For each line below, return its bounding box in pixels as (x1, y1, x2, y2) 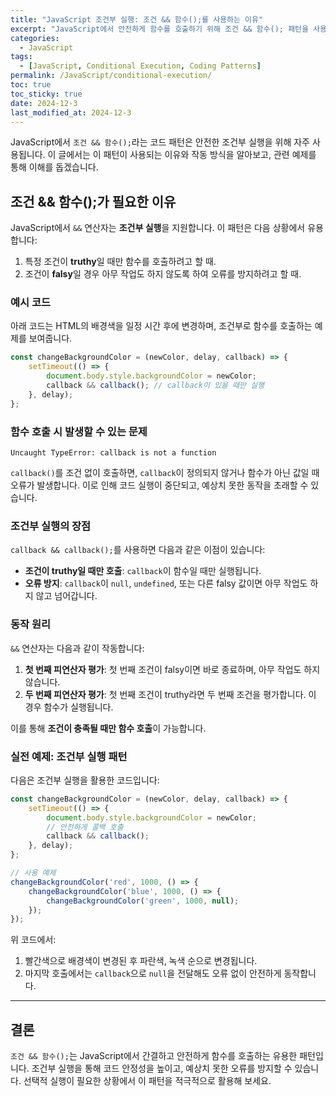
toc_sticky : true (10, 89, 83, 99)
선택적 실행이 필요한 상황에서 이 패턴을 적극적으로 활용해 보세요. (23, 1075, 272, 1087)
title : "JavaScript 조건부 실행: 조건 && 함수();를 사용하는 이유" (10, 14, 264, 25)
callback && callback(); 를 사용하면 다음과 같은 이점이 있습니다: (10, 544, 266, 556)
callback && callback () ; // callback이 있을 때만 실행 (46, 381, 265, 391)
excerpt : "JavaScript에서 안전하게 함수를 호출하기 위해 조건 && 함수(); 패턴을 (10, 24, 309, 34)
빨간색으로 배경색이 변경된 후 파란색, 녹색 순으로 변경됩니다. (24, 955, 258, 967)
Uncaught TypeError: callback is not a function (10, 448, 217, 458)
